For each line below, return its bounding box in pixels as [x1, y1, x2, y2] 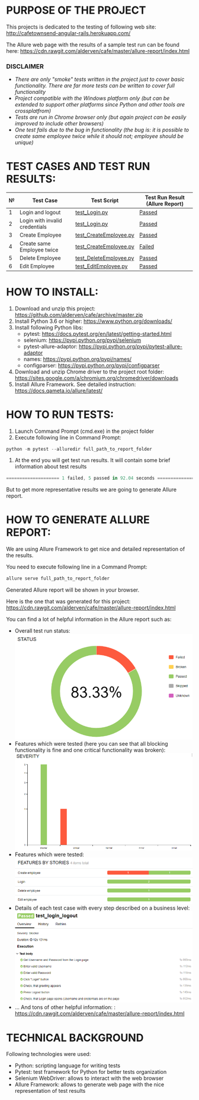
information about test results [14, 463, 87, 470]
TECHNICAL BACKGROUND [6, 1031, 144, 1044]
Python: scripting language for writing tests [14, 1062, 120, 1069]
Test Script [91, 197, 119, 204]
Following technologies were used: [6, 1051, 91, 1058]
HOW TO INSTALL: [6, 285, 99, 298]
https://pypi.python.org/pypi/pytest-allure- [79, 342, 182, 350]
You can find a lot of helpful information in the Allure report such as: [6, 616, 172, 623]
